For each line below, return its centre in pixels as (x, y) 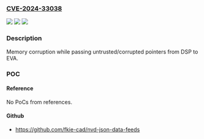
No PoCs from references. (39, 102)
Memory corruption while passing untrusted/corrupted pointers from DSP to (102, 52)
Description (24, 38)
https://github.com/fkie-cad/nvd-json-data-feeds (77, 129)
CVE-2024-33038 (34, 9)
